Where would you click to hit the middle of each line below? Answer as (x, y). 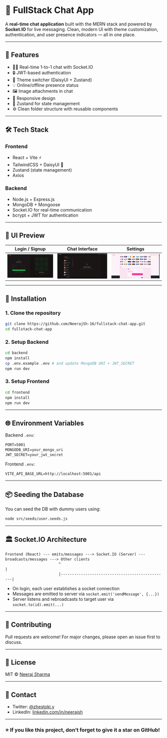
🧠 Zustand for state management (46, 103)
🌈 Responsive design (34, 98)
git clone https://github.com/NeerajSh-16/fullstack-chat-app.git (75, 324)
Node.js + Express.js (33, 199)
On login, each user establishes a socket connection (66, 588)
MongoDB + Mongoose (36, 205)
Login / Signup (30, 249)
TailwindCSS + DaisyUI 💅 (38, 165)
